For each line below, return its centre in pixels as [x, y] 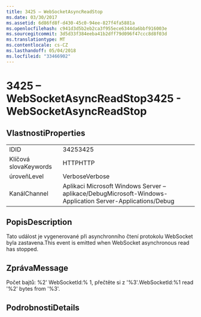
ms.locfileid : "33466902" [38, 56]
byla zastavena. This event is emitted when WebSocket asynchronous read [98, 243]
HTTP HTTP [79, 163]
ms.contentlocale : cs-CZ [37, 45]
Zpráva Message [37, 268]
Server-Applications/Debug [135, 201]
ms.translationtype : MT [36, 39]
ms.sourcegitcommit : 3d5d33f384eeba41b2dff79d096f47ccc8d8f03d [87, 34]
